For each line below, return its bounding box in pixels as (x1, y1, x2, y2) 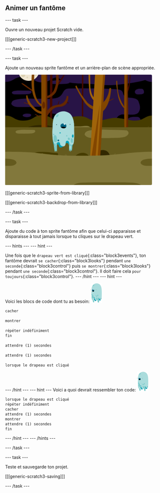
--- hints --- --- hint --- (5, 243, 53, 248)
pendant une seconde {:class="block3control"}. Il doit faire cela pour (5, 268, 141, 274)
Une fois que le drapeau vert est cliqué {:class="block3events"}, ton (5, 252, 146, 258)
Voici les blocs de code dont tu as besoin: (5, 298, 90, 304)
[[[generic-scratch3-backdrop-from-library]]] (5, 199, 97, 205)
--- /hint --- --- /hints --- (5, 435, 56, 441)
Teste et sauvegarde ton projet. (5, 463, 69, 470)
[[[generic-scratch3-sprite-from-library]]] (5, 190, 90, 196)
